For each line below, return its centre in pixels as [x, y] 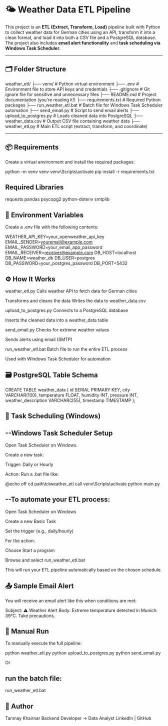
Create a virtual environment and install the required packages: [70, 162]
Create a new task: [24, 455]
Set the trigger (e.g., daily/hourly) [39, 531]
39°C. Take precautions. [30, 615]
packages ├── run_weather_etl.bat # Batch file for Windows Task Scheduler [84, 105]
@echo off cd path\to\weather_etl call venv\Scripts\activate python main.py [82, 484]
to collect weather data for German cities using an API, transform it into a [80, 32]
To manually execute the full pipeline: [43, 643]
